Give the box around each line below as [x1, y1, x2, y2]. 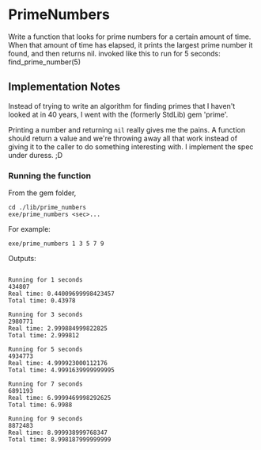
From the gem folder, [8, 188, 77, 198]
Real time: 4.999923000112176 [8, 360, 108, 367]
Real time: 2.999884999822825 [8, 325, 108, 333]
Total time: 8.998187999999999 [8, 436, 112, 444]
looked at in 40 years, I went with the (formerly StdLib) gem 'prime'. [8, 110, 229, 119]
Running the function [8, 170, 92, 181]
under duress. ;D [8, 150, 63, 160]
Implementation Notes [8, 80, 121, 94]
